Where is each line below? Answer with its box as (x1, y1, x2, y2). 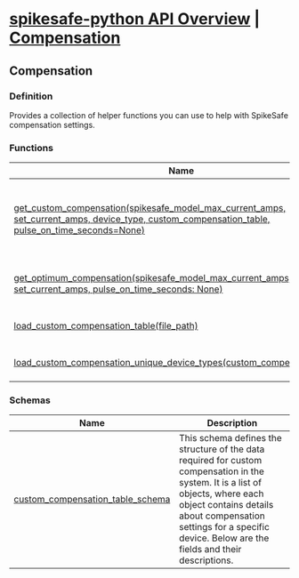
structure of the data (179, 443, 265, 455)
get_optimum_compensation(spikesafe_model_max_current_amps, (13, 272, 292, 285)
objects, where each (179, 487, 264, 500)
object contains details (179, 499, 274, 511)
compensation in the (179, 465, 265, 478)
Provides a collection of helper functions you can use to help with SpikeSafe (9, 109, 289, 120)
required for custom (179, 454, 263, 467)
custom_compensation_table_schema (13, 494, 171, 506)
